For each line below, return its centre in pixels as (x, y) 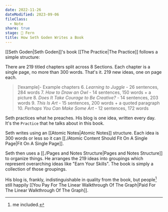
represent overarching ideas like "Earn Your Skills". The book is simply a (79, 164)
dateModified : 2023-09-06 (32, 14)
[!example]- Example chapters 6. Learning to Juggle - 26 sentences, (88, 87)
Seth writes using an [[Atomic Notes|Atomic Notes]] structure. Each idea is (82, 133)
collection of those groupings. (36, 169)
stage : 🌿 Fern (20, 33)
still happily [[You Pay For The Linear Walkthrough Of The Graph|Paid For (80, 185)
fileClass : (16, 19)
